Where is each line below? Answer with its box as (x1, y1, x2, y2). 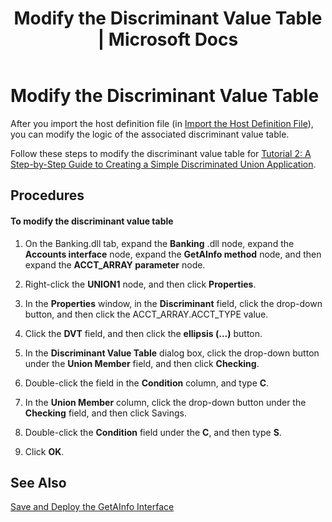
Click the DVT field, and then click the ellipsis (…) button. (24, 327, 263, 339)
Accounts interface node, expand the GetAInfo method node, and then (24, 248, 322, 260)
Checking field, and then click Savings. (24, 407, 187, 419)
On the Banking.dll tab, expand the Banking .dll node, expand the (24, 237, 295, 249)
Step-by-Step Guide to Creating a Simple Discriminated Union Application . (10, 158, 317, 170)
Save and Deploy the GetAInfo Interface (10, 501, 175, 513)
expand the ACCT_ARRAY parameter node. (24, 258, 206, 271)
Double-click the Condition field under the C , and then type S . (24, 426, 282, 438)
